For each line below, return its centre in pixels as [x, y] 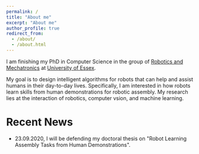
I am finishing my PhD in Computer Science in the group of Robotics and [95, 61]
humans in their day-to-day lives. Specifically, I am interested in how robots [98, 85]
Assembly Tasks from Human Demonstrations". [72, 145]
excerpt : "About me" [32, 23]
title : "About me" [29, 17]
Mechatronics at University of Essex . [51, 68]
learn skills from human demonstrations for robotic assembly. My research [97, 92]
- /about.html [29, 45]
